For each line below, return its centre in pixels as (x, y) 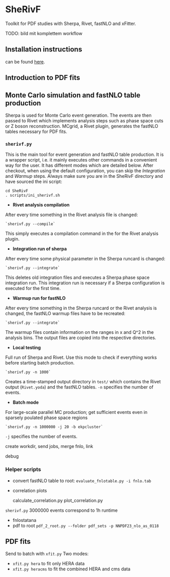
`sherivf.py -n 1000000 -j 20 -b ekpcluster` (54, 427)
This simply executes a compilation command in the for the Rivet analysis (82, 233)
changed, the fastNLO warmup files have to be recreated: (65, 313)
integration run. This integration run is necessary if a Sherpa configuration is (85, 283)
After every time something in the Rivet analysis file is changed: (72, 215)
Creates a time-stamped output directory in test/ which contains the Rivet (83, 382)
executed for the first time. (33, 288)
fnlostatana (24, 520)
